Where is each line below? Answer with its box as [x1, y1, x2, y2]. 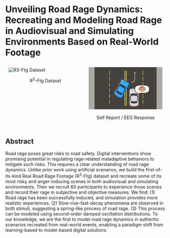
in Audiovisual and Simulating [5, 25, 134, 37]
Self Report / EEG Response [96, 114, 155, 121]
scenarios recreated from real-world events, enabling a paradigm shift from [5, 221, 164, 227]
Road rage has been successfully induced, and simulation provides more [5, 194, 158, 200]
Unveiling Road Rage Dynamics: [5, 4, 143, 15]
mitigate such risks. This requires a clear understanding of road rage [5, 161, 149, 167]
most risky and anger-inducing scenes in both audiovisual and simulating [5, 178, 159, 184]
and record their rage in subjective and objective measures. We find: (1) [5, 189, 155, 195]
